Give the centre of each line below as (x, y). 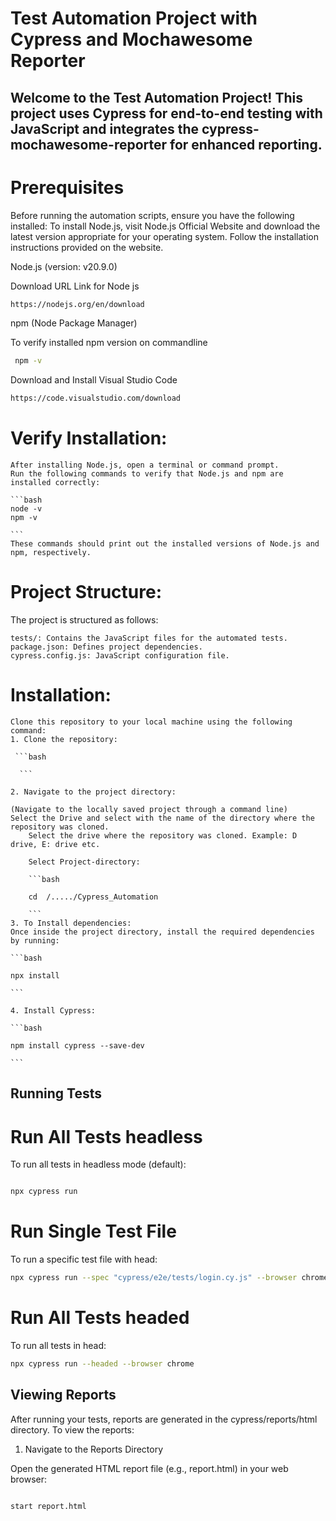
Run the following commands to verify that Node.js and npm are (147, 474)
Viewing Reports (63, 1395)
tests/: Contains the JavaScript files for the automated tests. (149, 638)
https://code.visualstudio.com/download (96, 398)
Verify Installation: (89, 438)
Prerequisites (67, 187)
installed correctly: (55, 483)
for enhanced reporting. (246, 144)
